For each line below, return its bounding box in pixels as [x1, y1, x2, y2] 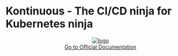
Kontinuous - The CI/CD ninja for [5, 4, 172, 18]
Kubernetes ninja [5, 17, 93, 31]
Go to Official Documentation [64, 43, 137, 51]
